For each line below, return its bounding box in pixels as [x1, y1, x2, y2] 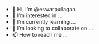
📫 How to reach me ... [11, 32, 68, 38]
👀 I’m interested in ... [11, 12, 63, 19]
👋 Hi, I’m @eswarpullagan [11, 6, 76, 12]
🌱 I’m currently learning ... [11, 18, 76, 25]
